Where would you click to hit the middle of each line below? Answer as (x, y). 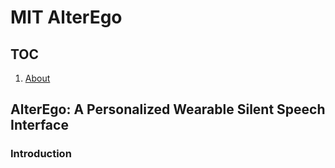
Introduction (41, 154)
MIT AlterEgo (66, 17)
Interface (39, 125)
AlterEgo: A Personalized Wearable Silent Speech (168, 109)
